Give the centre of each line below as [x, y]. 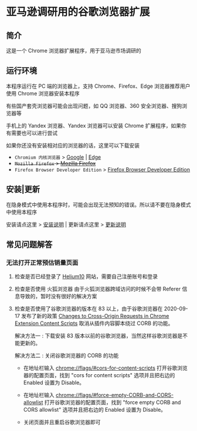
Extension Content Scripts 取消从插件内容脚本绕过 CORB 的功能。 [94, 323]
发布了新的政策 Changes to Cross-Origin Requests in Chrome [95, 316]
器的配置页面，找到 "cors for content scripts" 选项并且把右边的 [99, 375]
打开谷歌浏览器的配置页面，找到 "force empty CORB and [113, 402]
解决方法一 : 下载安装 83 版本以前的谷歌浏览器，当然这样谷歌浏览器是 [98, 336]
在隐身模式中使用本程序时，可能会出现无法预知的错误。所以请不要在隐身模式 [98, 204]
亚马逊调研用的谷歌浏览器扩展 [78, 12]
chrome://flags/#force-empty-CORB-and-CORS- [115, 395]
